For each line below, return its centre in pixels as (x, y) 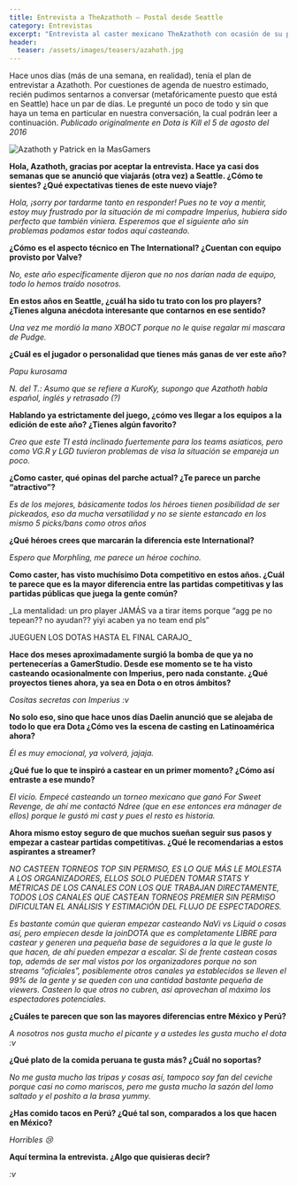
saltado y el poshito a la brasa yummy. (80, 1096)
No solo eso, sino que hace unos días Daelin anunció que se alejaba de (141, 717)
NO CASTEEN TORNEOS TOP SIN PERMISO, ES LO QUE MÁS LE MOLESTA (145, 869)
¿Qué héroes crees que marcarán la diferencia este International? (132, 541)
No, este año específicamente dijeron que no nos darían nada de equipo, (143, 275)
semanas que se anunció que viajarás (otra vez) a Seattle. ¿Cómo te (136, 176)
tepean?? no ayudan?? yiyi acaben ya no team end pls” (109, 620)
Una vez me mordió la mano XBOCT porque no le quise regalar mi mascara (147, 328)
